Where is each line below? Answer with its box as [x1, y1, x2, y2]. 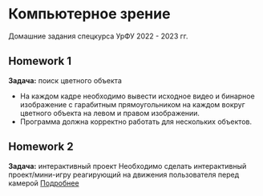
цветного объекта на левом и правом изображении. [19, 108, 200, 118]
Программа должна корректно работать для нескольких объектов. [19, 117, 253, 126]
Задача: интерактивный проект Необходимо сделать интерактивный [8, 161, 247, 170]
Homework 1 [8, 54, 72, 68]
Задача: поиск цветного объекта [8, 75, 122, 85]
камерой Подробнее [8, 178, 79, 188]
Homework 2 [8, 140, 74, 154]
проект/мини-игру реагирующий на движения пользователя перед [8, 170, 239, 179]
